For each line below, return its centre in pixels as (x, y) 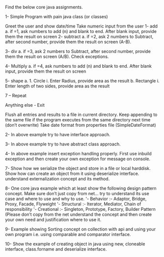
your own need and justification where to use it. (53, 220)
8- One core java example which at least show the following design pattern (81, 188)
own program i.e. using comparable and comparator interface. (68, 234)
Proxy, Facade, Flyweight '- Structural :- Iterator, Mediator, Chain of (73, 204)
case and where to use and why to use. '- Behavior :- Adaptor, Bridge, (76, 199)
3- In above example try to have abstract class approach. (63, 144)
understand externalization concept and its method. (57, 179)
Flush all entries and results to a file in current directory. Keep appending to (81, 114)
